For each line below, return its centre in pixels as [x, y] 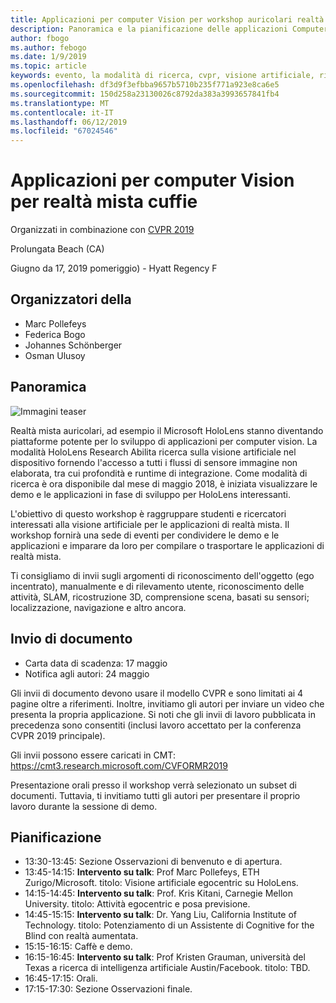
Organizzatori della [71, 299]
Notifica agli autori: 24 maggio [87, 673]
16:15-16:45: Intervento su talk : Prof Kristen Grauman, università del [165, 957]
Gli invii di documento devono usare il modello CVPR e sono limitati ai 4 [157, 693]
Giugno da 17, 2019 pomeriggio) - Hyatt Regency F [114, 268]
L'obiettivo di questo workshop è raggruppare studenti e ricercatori [148, 513]
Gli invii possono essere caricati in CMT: [93, 755]
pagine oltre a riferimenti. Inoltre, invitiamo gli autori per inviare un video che [167, 703]
